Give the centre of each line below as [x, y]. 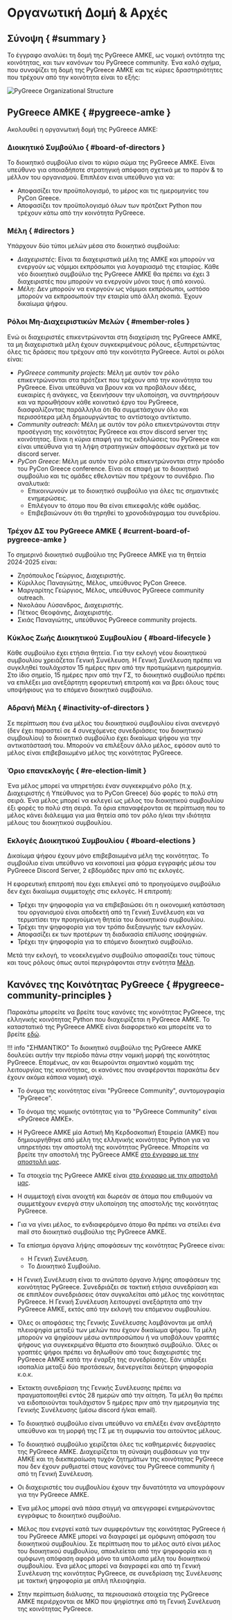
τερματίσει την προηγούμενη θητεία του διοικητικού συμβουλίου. [111, 919]
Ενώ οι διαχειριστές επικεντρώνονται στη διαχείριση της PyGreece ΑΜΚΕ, [115, 337]
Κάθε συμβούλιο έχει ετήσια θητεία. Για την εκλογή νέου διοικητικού [107, 653]
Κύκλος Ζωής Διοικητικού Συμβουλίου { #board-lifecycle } [109, 637]
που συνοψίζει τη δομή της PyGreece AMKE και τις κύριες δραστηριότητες [115, 70]
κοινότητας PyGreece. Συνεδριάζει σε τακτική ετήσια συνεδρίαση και [117, 1287]
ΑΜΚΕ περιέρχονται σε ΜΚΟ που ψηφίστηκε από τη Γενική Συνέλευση [118, 1601]
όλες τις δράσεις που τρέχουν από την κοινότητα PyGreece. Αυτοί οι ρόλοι [116, 352]
